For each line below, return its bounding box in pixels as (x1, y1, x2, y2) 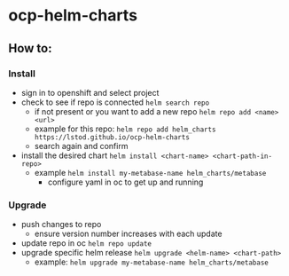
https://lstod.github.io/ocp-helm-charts (34, 132, 190, 142)
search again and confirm (34, 140, 129, 151)
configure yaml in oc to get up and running (47, 177, 204, 187)
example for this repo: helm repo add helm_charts (34, 123, 216, 134)
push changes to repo (20, 219, 102, 230)
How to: (8, 41, 52, 56)
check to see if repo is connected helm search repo (20, 97, 210, 107)
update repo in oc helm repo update (20, 238, 152, 248)
